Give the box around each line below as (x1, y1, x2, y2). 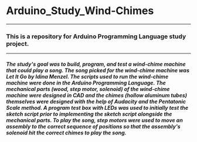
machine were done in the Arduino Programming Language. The (6, 79, 166, 86)
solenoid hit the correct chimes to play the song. (6, 129, 127, 136)
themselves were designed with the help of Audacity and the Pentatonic (6, 98, 186, 105)
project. (6, 39, 29, 48)
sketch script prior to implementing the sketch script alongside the (6, 110, 172, 117)
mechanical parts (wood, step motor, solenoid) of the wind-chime (6, 85, 170, 92)
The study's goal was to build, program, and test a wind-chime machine (6, 60, 186, 67)
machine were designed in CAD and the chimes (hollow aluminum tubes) (6, 92, 188, 99)
